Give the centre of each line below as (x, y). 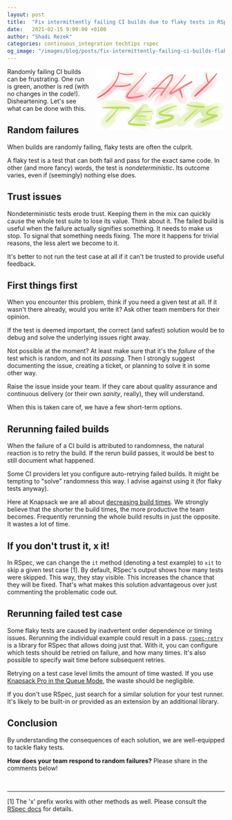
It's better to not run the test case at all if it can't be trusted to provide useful (116, 256)
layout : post (26, 15)
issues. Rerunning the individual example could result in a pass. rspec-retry (115, 638)
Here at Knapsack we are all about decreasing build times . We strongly (108, 502)
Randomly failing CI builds (44, 72)
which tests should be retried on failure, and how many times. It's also (107, 652)
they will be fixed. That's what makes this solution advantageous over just (112, 585)
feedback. (21, 264)
